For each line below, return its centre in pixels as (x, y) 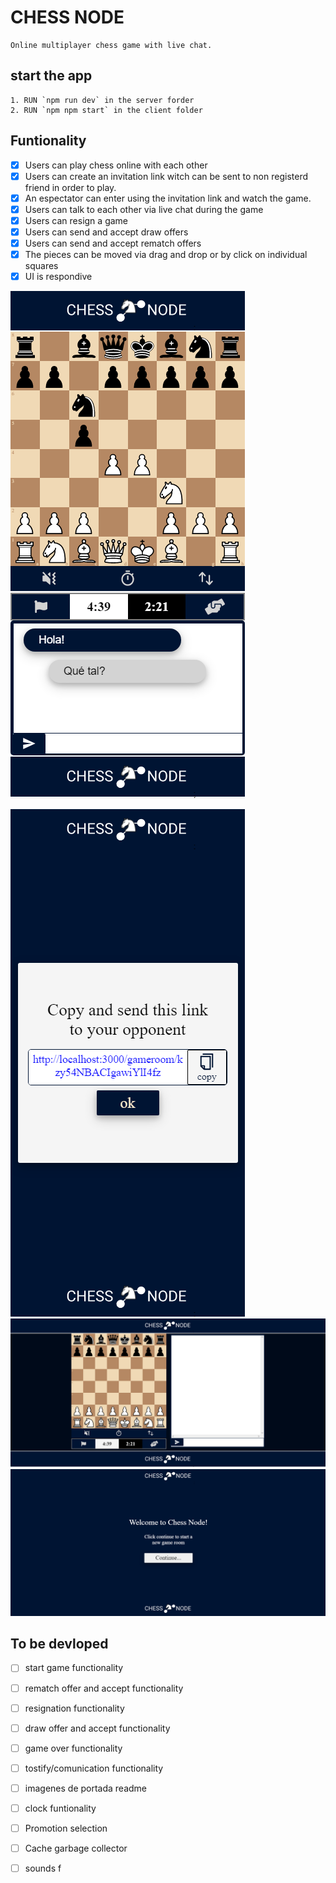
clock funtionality (60, 1808)
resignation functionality (74, 1708)
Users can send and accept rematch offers (113, 243)
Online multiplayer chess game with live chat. (111, 45)
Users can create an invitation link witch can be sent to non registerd (166, 176)
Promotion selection (66, 1828)
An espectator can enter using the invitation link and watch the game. (168, 198)
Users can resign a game (76, 220)
